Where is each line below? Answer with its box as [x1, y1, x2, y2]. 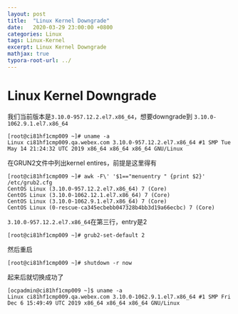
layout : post [7, 10, 46, 18]
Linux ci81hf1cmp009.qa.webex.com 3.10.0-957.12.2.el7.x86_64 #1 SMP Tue [7, 138, 232, 146]
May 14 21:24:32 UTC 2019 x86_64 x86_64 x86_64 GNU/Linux [7, 145, 183, 152]
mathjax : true [7, 51, 50, 58]
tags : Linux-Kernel [7, 37, 66, 44]
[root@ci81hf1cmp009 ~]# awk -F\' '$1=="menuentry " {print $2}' [7, 173, 205, 180]
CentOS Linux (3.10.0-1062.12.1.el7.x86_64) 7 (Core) [7, 191, 171, 198]
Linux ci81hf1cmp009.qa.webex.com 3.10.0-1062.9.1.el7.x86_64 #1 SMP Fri [7, 293, 232, 300]
